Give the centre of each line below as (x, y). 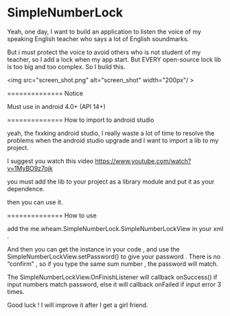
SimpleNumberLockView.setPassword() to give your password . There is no (114, 256)
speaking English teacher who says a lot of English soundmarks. (98, 38)
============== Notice (45, 93)
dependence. (26, 189)
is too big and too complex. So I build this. (66, 66)
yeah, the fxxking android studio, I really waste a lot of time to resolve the (111, 133)
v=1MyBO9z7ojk (30, 168)
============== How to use (52, 215)
